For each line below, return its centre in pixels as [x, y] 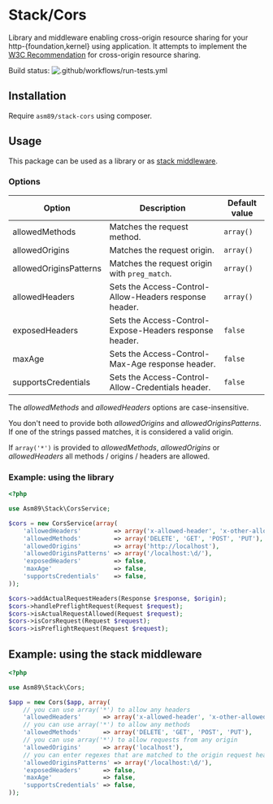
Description [162, 207]
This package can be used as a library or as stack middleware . [113, 161]
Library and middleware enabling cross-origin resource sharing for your [128, 37]
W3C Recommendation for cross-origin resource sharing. [104, 54]
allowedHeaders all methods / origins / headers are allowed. [109, 456]
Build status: [29, 70]
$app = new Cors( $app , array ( [60, 702]
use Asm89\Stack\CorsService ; [60, 509]
